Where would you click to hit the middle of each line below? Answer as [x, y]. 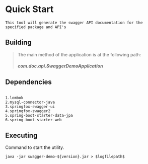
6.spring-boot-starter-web [33, 120]
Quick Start [29, 9]
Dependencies [28, 82]
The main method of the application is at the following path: [79, 54]
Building [18, 43]
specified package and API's [36, 27]
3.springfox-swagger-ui [30, 107]
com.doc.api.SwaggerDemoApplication [60, 66]
